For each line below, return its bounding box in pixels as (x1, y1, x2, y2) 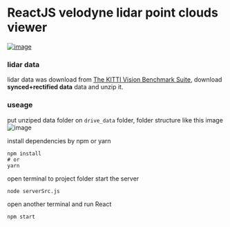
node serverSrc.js (7, 188, 60, 194)
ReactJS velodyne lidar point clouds (7, 5, 219, 21)
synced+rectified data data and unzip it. (7, 83, 124, 91)
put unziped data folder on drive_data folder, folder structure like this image (7, 116, 223, 124)
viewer (7, 19, 48, 35)
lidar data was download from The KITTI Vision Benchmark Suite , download (7, 75, 222, 84)
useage (7, 100, 33, 110)
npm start (7, 213, 36, 220)
